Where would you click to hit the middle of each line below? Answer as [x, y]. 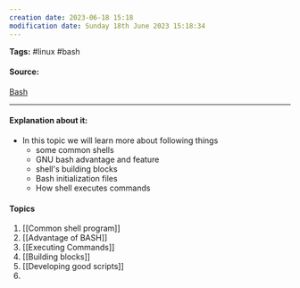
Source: [25, 72]
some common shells [75, 149]
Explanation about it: [49, 121]
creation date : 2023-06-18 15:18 [71, 17]
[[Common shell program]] [71, 228]
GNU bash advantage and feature [97, 159]
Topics [22, 208]
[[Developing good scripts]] [73, 267]
